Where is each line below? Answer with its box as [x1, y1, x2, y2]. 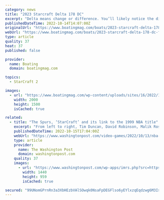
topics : [5, 75, 21, 80]
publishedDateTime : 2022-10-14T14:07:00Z [5, 21, 91, 26]
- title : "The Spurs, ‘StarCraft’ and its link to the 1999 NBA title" [9, 120, 159, 125]
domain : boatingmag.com [9, 66, 58, 71]
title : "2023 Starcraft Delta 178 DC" [5, 12, 84, 17]
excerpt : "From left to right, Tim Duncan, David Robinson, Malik [14, 124, 152, 130]
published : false [5, 48, 41, 53]
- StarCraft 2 [9, 79, 38, 85]
